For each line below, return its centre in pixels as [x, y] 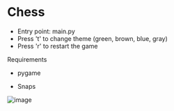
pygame [29, 73]
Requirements [27, 59]
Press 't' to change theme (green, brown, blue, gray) [93, 38]
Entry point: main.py [46, 31]
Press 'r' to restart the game [57, 46]
